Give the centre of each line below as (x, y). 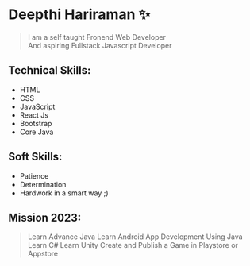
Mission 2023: (45, 217)
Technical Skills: (50, 70)
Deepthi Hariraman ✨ (79, 15)
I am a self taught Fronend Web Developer (97, 37)
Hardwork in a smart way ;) (64, 193)
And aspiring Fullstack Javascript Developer (100, 45)
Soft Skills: (35, 157)
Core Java (37, 132)
